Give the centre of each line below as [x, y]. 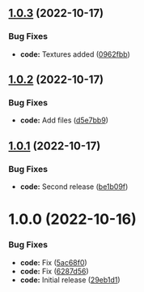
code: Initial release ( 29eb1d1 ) [70, 280]
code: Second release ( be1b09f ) [74, 187]
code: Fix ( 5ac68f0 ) [53, 262]
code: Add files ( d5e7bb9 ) [64, 120]
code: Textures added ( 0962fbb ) [75, 54]
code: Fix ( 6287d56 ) [54, 271]
